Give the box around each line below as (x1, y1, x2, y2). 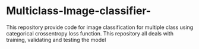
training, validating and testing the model (6, 36, 106, 43)
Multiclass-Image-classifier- (6, 4, 151, 18)
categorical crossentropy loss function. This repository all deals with (6, 30, 174, 37)
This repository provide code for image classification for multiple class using (6, 24, 194, 31)
